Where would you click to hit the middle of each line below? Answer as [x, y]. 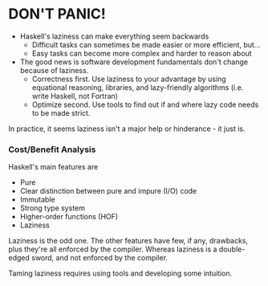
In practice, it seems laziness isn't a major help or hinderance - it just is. [127, 129]
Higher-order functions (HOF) [69, 217]
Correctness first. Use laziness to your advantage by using [129, 79]
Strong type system [53, 208]
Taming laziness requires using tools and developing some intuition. [120, 273]
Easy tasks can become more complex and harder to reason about [142, 53]
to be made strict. [61, 112]
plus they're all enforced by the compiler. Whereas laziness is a [113, 249]
